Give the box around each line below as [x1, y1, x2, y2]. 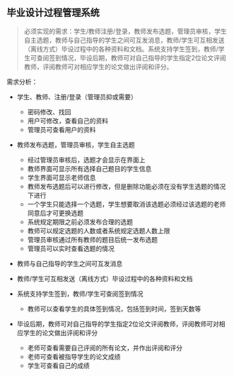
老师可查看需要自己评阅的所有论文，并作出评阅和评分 [27, 343, 183, 352]
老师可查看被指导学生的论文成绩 [27, 352, 121, 360]
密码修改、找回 [27, 107, 71, 116]
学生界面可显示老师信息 [27, 173, 96, 182]
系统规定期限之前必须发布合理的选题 [27, 217, 134, 226]
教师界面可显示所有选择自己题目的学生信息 [27, 164, 152, 172]
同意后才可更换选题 [27, 209, 84, 217]
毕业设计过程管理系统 [6, 6, 100, 19]
